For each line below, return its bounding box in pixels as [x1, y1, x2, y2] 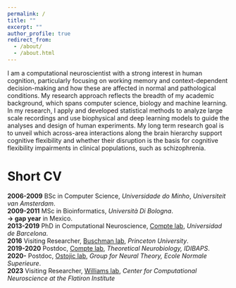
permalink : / [7, 10, 46, 18]
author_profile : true [7, 30, 71, 37]
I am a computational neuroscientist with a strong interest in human [7, 68, 203, 77]
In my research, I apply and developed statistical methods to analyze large [7, 106, 223, 115]
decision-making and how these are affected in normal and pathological [7, 84, 216, 92]
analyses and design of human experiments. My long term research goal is [7, 121, 224, 130]
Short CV [7, 168, 62, 184]
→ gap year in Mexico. [7, 214, 73, 223]
